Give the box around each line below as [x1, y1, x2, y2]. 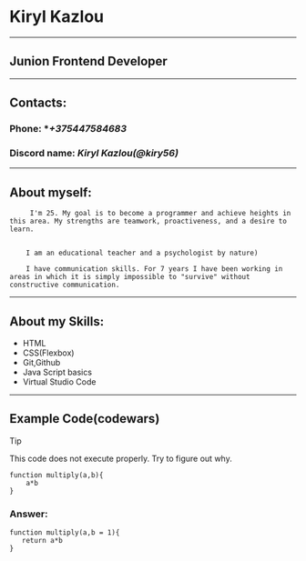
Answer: [9, 507, 48, 520]
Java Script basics [22, 366, 93, 377]
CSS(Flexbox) [22, 347, 75, 358]
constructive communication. [9, 280, 120, 290]
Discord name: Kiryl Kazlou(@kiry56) [9, 146, 179, 159]
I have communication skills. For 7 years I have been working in [25, 265, 283, 274]
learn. [9, 225, 35, 234]
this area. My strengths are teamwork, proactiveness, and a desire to [9, 216, 287, 226]
